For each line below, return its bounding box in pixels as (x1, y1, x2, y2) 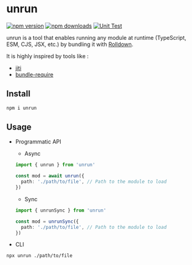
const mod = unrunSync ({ (15, 218, 79, 225)
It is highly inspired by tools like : (6, 52, 89, 60)
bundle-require (15, 71, 54, 78)
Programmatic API (15, 138, 61, 145)
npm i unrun (6, 105, 37, 111)
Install (6, 88, 31, 99)
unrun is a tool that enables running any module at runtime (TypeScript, (6, 34, 186, 41)
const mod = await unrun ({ (15, 173, 85, 179)
